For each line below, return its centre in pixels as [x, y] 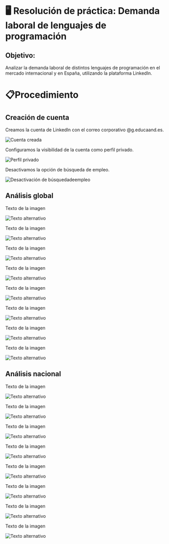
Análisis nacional [33, 374]
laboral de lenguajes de [56, 25]
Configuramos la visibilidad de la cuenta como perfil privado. [70, 150]
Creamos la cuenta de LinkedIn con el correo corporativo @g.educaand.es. [84, 130]
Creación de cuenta [37, 117]
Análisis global [29, 196]
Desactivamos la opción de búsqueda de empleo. [58, 170]
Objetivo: [20, 55]
